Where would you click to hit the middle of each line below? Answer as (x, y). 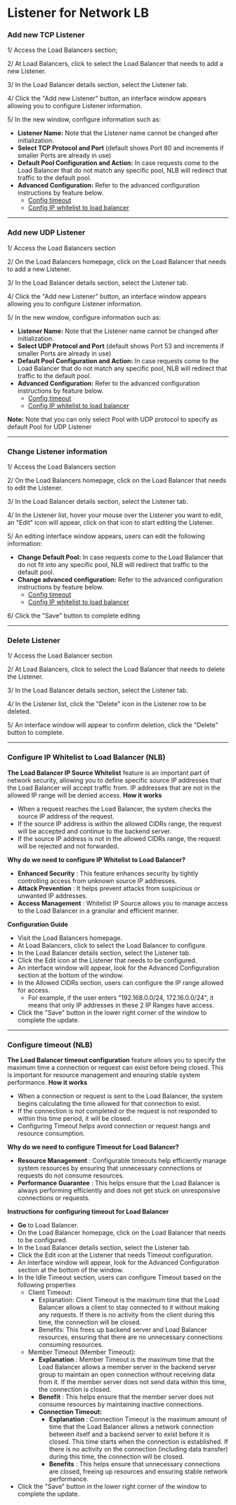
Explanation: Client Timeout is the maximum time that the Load (129, 1299)
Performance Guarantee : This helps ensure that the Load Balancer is (119, 1182)
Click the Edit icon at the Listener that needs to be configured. (107, 960)
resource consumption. (51, 1133)
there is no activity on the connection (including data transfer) (138, 1449)
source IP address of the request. (66, 816)
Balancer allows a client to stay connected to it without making (129, 1307)
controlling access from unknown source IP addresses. (97, 880)
